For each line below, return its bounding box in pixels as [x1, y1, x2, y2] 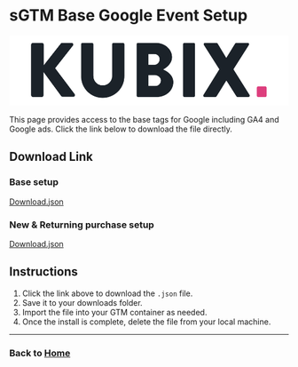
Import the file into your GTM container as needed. [21, 307, 208, 317]
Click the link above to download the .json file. [21, 288, 193, 299]
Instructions [9, 264, 78, 280]
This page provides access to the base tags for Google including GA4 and [9, 114, 279, 124]
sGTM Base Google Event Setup [9, 5, 248, 26]
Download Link [9, 149, 93, 164]
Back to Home [9, 347, 71, 359]
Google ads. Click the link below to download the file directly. [9, 124, 233, 134]
